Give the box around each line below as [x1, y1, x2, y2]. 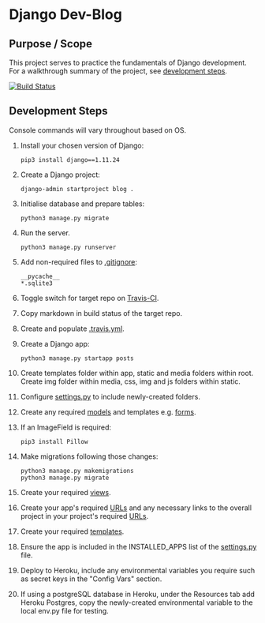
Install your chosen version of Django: [20, 141, 144, 150]
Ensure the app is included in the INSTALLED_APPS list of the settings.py [20, 542, 257, 551]
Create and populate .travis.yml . [20, 324, 125, 333]
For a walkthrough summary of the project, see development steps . [9, 66, 228, 76]
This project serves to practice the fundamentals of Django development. [9, 58, 247, 67]
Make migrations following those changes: [20, 452, 159, 461]
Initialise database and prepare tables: [20, 199, 145, 208]
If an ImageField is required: [20, 422, 112, 432]
